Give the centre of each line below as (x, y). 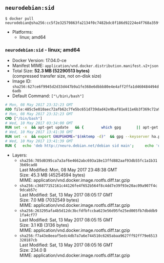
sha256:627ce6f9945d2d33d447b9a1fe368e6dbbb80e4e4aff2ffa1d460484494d (85, 87)
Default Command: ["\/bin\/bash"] (48, 96)
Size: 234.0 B (33, 250)
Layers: (20, 155)
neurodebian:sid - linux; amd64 (43, 50)
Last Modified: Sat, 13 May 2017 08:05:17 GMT (66, 195)
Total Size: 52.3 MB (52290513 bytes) (51, 71)
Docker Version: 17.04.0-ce (39, 61)
